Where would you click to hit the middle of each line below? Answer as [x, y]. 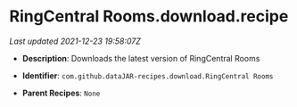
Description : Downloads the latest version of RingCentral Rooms [141, 58]
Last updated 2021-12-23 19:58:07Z [75, 41]
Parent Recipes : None [61, 93]
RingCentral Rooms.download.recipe [149, 16]
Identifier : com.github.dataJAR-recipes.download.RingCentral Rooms [148, 75]
